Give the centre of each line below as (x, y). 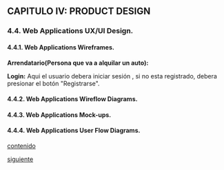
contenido (21, 146)
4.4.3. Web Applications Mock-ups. (59, 115)
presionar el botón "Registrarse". (53, 83)
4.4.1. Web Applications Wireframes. (61, 47)
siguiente (20, 159)
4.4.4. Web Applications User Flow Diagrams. (74, 131)
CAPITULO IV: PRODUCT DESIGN (79, 11)
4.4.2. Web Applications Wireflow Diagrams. (72, 99)
